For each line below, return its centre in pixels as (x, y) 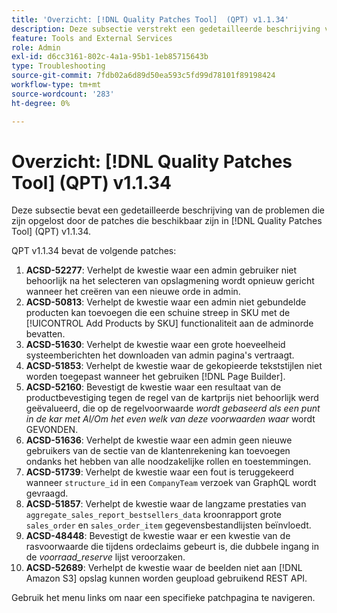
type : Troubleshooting (58, 66)
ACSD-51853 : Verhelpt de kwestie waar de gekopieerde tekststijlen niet (174, 366)
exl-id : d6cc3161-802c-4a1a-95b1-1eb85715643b (110, 57)
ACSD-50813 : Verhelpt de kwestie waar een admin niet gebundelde (166, 302)
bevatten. (45, 334)
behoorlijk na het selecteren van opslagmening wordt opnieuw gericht (170, 281)
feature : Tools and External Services (92, 38)
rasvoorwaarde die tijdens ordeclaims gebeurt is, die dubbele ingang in (172, 547)
